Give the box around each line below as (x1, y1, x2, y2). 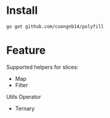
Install (6, 4, 38, 17)
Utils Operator (6, 93, 41, 100)
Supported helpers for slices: (6, 63, 79, 70)
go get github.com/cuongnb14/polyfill (6, 23, 104, 29)
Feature (6, 43, 46, 57)
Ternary (15, 105, 35, 112)
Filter (15, 81, 28, 88)
